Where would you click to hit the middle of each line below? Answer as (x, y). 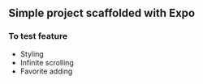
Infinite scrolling (47, 62)
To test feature (38, 36)
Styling (32, 54)
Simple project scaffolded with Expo (102, 13)
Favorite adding (46, 71)
